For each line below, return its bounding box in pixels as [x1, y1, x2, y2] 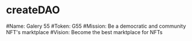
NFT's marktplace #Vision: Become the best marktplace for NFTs [6, 28, 163, 35]
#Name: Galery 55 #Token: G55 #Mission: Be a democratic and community [6, 23, 186, 29]
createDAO [6, 3, 60, 17]
